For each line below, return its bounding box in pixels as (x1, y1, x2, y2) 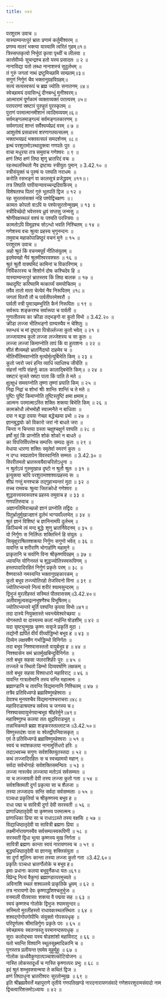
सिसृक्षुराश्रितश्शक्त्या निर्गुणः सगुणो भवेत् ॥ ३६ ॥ (6, 537, 93, 544)
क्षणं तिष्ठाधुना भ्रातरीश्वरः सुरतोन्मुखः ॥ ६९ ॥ (6, 972, 88, 979)
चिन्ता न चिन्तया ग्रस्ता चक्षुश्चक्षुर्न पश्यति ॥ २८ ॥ (6, 425, 95, 432)
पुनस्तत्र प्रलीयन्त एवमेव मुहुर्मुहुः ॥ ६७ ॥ (6, 946, 77, 953)
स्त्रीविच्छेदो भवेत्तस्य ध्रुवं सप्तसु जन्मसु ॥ (6, 207, 79, 214)
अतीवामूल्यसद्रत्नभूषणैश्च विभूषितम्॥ (6, 597, 71, 604)
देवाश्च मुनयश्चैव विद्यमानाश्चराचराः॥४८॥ (6, 696, 81, 703)
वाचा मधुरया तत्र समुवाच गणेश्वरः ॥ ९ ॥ (6, 148, 79, 155)
